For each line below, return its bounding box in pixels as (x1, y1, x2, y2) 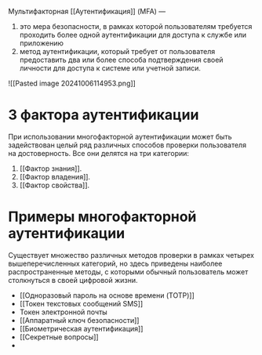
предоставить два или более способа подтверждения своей (19, 55, 224, 64)
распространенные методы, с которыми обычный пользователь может (8, 266, 249, 277)
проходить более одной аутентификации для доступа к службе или (19, 31, 247, 39)
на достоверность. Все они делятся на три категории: (8, 148, 190, 158)
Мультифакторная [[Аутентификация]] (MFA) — (8, 7, 166, 16)
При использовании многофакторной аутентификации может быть (8, 132, 233, 141)
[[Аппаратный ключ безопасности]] (19, 315, 140, 324)
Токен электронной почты (19, 307, 107, 317)
